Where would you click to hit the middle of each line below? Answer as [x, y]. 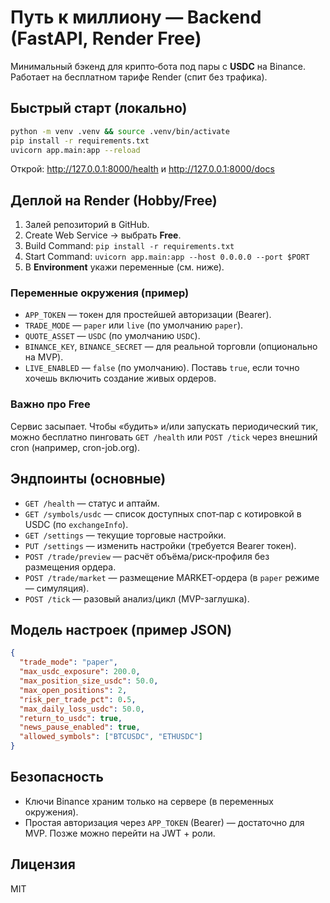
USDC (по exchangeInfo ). [76, 524]
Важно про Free [50, 404]
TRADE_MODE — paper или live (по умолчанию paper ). [134, 325]
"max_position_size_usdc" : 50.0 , [89, 681]
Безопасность [57, 777]
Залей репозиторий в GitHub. [87, 225]
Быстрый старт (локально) [99, 108]
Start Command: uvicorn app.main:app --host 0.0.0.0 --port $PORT [167, 257]
